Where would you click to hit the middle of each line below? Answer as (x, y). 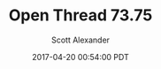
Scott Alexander (80, 40)
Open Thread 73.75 (80, 15)
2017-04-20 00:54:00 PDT (80, 57)
